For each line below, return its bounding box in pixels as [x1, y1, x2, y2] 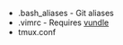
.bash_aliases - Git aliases [17, 8, 115, 18]
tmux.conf [17, 27, 57, 37]
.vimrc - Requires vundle [17, 17, 110, 28]
